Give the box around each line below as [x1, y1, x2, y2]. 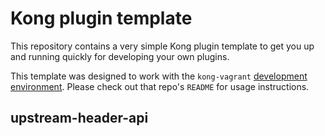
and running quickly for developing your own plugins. [10, 50, 230, 62]
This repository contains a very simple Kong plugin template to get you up [10, 40, 315, 52]
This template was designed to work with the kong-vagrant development [10, 70, 308, 82]
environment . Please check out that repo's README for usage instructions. [10, 80, 310, 92]
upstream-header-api [10, 110, 149, 127]
